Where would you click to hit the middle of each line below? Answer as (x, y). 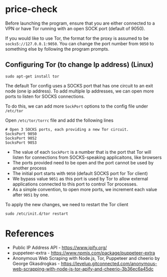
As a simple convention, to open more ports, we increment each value (85, 189)
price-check (31, 9)
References (30, 234)
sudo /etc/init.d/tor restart (37, 214)
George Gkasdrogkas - (36, 263)
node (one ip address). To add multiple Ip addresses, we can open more (79, 91)
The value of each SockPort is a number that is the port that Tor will (82, 152)
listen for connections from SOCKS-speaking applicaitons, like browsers (87, 157)
